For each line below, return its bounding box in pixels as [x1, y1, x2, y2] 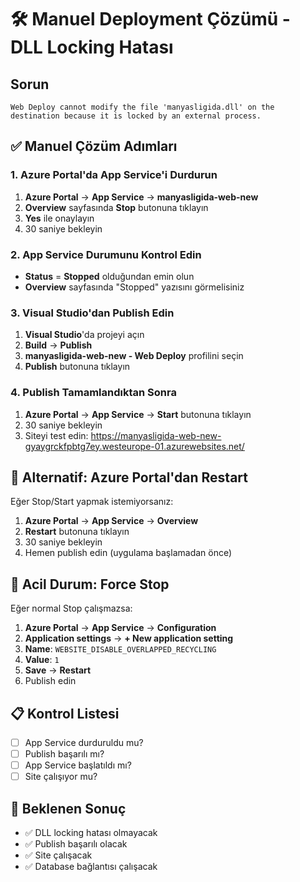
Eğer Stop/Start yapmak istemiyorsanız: [10, 496, 174, 508]
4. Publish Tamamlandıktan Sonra [10, 386, 177, 400]
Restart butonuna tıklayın [24, 526, 130, 538]
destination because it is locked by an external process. [10, 111, 262, 121]
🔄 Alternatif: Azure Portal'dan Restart [10, 469, 248, 486]
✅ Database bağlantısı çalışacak [24, 861, 158, 873]
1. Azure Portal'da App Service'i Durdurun [10, 168, 218, 182]
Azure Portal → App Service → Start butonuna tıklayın [24, 408, 252, 420]
